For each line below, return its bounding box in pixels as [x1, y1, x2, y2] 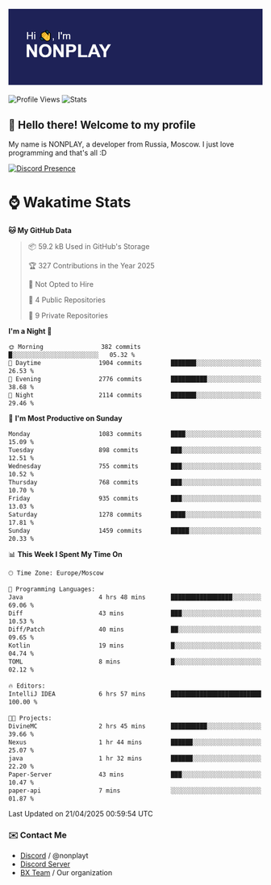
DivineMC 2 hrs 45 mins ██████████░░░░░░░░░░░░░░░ [8, 722, 262, 730]
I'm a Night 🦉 [8, 326, 52, 335]
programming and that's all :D [8, 148, 107, 157]
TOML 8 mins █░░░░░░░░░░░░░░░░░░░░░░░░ [8, 658, 262, 666]
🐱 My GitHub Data [8, 225, 73, 235]
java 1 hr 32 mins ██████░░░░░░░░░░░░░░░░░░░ [8, 754, 262, 762]
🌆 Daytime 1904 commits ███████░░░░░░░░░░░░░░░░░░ [8, 359, 262, 367]
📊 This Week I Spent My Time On [8, 549, 123, 559]
